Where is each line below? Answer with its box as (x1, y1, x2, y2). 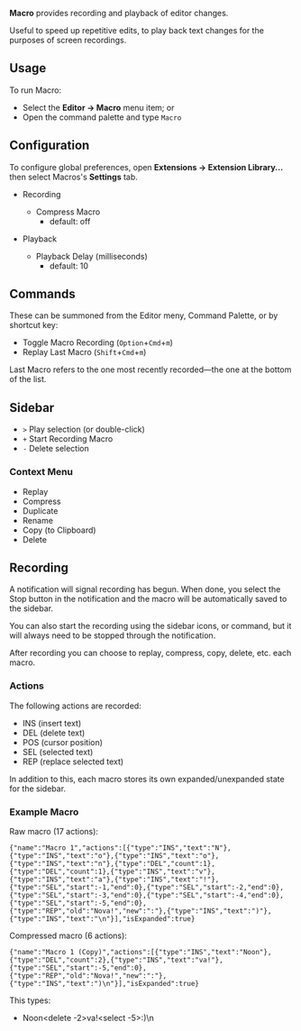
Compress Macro (35, 206, 101, 217)
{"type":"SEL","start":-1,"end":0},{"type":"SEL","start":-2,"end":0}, (9, 882, 284, 891)
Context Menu (9, 466, 74, 479)
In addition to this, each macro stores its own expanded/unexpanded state (9, 773, 286, 784)
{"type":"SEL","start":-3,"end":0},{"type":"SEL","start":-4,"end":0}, (9, 890, 284, 899)
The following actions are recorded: (9, 700, 141, 711)
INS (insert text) (22, 717, 82, 728)
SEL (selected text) (22, 746, 94, 757)
